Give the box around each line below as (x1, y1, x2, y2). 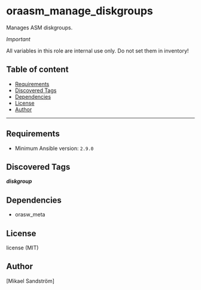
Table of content (6, 65, 69, 75)
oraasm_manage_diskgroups (6, 4, 154, 18)
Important (6, 35, 31, 42)
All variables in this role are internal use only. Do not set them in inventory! (6, 47, 189, 54)
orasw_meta (14, 211, 45, 218)
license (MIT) (6, 244, 39, 251)
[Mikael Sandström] (6, 277, 55, 285)
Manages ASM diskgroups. (6, 24, 73, 31)
